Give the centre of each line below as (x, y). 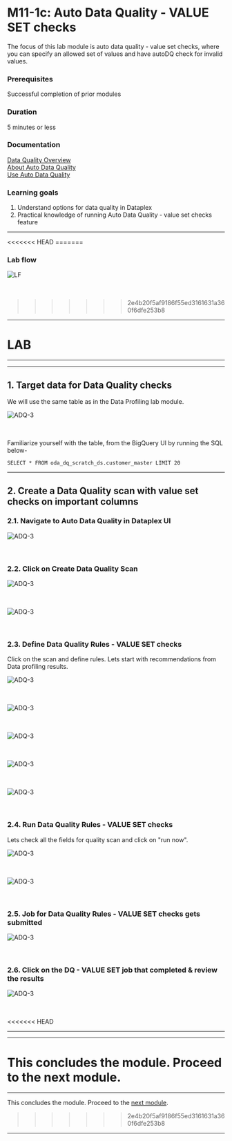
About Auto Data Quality (41, 167)
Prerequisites (30, 79)
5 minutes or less (32, 127)
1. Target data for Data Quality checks (90, 385)
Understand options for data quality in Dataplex (85, 208)
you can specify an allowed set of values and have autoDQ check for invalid (115, 54)
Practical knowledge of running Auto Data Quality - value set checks (115, 215)
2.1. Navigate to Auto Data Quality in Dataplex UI (89, 521)
